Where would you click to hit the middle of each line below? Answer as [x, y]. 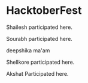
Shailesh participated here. [40, 27]
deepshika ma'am [28, 50]
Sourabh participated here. [40, 38]
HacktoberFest [44, 11]
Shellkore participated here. [40, 62]
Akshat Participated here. [37, 73]
